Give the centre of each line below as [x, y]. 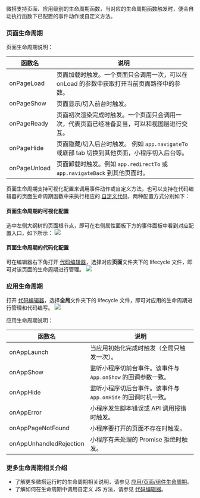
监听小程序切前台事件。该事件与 [135, 368]
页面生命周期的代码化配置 [37, 248]
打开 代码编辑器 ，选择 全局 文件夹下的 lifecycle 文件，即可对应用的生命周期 [97, 300]
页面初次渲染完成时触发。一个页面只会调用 [116, 115]
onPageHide [26, 148]
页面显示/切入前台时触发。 [93, 104]
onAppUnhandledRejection [47, 444]
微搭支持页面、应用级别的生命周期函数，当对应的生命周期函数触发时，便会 [97, 9]
